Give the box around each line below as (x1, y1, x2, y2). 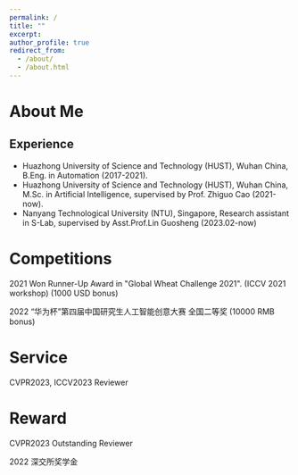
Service (9, 347, 69, 367)
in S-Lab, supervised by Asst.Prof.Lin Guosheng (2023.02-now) (21, 217, 257, 228)
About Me (9, 102, 84, 121)
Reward (9, 408, 67, 429)
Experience (9, 137, 74, 152)
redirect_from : (9, 46, 66, 55)
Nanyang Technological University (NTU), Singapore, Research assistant (21, 207, 290, 219)
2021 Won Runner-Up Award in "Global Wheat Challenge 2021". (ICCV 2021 (9, 278, 286, 288)
